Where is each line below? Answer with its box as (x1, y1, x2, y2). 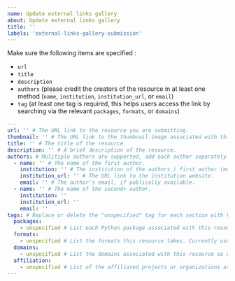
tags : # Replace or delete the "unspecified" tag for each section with (7, 211, 224, 219)
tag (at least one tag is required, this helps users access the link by (17, 99, 211, 108)
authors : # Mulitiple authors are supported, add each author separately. (7, 153, 230, 160)
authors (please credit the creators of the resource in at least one (17, 85, 206, 93)
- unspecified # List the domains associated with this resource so (20, 250, 224, 257)
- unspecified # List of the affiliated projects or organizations (20, 264, 220, 271)
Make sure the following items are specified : (7, 49, 136, 57)
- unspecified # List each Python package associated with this (20, 224, 211, 231)
